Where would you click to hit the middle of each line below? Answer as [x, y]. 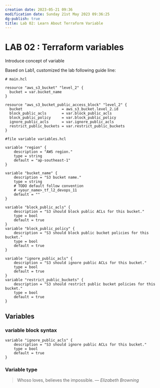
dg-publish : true [23, 19]
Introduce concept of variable [35, 61]
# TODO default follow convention [49, 186]
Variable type [21, 369]
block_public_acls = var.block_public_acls [61, 113]
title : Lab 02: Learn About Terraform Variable [54, 23]
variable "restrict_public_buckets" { [44, 280]
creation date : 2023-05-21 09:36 [39, 10]
